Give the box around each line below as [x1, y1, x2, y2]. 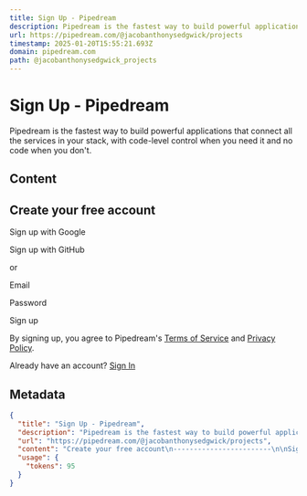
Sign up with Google [9, 227, 86, 237]
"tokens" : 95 [26, 462, 76, 471]
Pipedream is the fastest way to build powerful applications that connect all [9, 125, 292, 136]
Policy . [9, 343, 35, 354]
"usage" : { [17, 453, 59, 462]
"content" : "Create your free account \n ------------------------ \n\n [17, 445, 288, 454]
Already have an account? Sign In [9, 360, 136, 371]
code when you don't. [9, 144, 92, 155]
